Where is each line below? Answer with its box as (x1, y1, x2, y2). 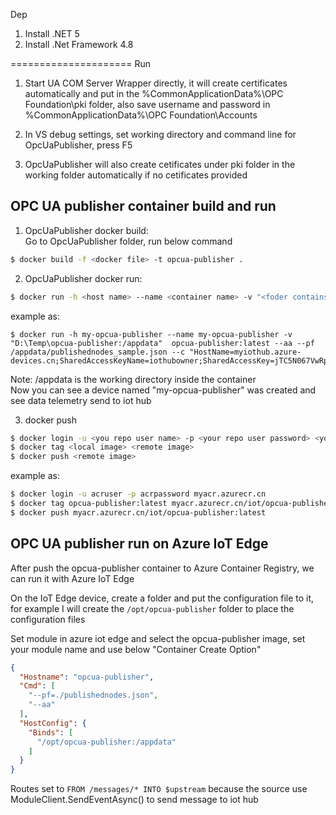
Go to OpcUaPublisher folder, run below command (24, 235, 233, 247)
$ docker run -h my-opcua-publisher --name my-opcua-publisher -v (10, 329, 293, 339)
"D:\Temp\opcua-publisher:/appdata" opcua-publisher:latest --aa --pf (10, 338, 315, 348)
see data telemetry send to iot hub (10, 394, 152, 406)
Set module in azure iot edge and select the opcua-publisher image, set (10, 632, 306, 644)
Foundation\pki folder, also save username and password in (24, 99, 271, 110)
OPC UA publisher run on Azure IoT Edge (10, 535, 269, 553)
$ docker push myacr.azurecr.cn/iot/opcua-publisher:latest (10, 507, 267, 518)
